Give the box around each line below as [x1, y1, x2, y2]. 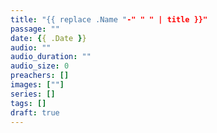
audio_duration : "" [10, 52, 92, 62]
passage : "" [10, 24, 60, 34]
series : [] [10, 89, 56, 99]
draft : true [10, 107, 60, 118]
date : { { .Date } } [10, 33, 87, 43]
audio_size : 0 [10, 61, 70, 71]
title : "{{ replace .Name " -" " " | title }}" [10, 14, 208, 25]
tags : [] [10, 98, 47, 108]
